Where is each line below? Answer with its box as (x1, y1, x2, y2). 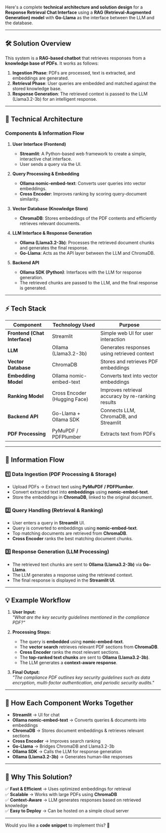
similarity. (19, 196, 40, 202)
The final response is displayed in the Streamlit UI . (12, 577, 116, 583)
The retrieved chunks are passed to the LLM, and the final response (19, 279, 158, 285)
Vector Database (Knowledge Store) (12, 205, 88, 211)
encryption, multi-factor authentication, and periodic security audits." (12, 680, 155, 686)
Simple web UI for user (100, 330, 154, 337)
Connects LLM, (100, 407, 136, 414)
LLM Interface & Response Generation (12, 230, 92, 236)
